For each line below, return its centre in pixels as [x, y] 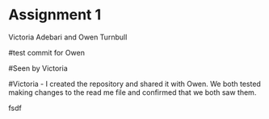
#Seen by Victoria [38, 68]
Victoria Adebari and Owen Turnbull [68, 37]
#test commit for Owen [46, 52]
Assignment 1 [55, 15]
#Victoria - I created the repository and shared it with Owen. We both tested [134, 84]
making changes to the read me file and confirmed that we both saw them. [132, 92]
